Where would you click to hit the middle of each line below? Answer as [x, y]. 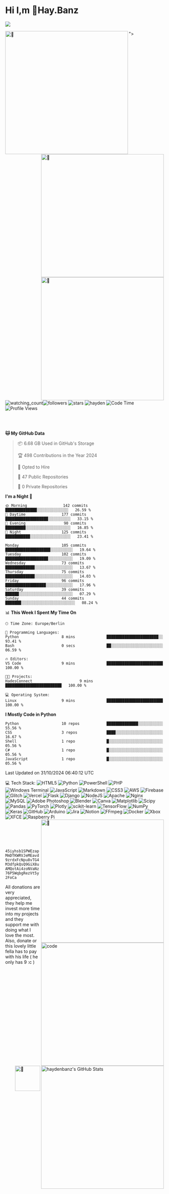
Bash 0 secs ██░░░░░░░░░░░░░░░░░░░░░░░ [84, 646]
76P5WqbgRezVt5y [22, 873]
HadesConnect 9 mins [49, 681]
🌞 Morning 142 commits [47, 505]
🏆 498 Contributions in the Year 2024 [57, 455]
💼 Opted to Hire [34, 467]
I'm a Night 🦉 [19, 496]
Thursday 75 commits [45, 572]
